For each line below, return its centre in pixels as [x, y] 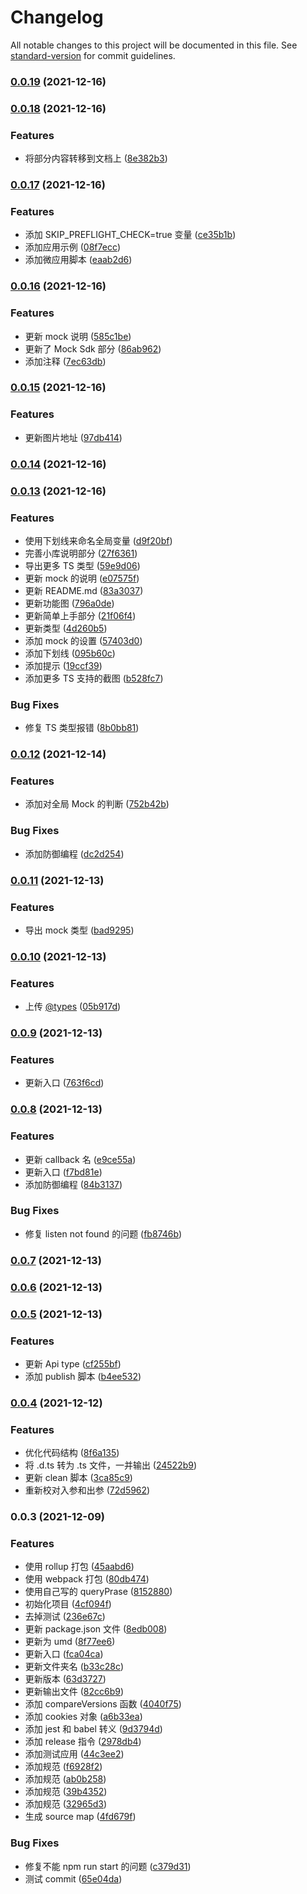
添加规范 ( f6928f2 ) [63, 1767]
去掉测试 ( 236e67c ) [65, 1617]
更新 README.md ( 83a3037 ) [84, 590]
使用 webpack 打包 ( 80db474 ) [87, 1579]
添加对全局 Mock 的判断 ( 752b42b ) [97, 804]
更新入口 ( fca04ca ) [64, 1654]
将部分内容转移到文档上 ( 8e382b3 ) [96, 158]
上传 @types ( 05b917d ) [73, 1007]
